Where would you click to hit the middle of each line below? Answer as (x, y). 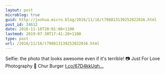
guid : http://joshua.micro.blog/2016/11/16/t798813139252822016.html (81, 20)
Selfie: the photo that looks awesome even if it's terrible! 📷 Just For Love (83, 58)
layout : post (19, 10)
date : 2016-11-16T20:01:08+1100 (40, 29)
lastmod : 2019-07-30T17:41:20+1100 (43, 34)
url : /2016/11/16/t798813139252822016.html (53, 44)
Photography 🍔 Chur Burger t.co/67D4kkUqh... (55, 66)
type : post (17, 39)
